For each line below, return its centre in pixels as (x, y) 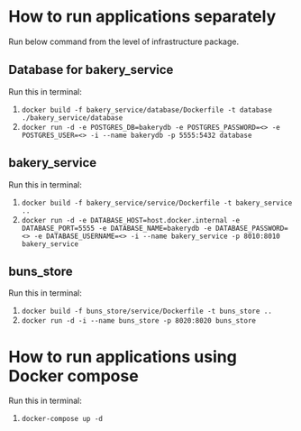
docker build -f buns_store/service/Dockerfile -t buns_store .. (146, 312)
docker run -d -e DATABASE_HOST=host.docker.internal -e (131, 220)
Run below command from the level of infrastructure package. (124, 41)
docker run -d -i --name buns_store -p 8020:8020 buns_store (139, 321)
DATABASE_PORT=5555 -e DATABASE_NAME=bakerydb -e (117, 228)
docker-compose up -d (62, 419)
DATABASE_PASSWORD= (252, 228)
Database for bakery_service (91, 70)
